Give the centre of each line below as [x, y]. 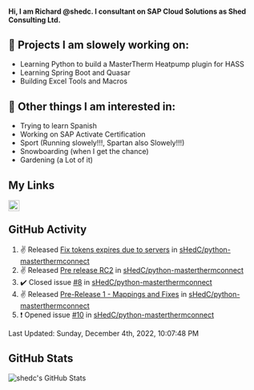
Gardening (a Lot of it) [56, 160]
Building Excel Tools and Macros [74, 81]
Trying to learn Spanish [58, 126]
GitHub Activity [48, 230]
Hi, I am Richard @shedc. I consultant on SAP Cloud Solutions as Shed [127, 11]
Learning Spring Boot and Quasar [75, 73]
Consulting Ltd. [35, 19]
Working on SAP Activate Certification [83, 134]
